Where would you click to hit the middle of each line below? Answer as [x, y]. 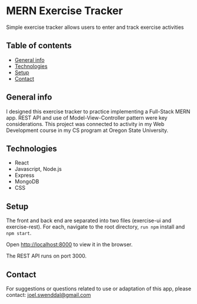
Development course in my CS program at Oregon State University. [87, 130]
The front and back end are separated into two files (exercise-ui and [89, 221]
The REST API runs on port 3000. [46, 256]
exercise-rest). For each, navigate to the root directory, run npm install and [96, 227]
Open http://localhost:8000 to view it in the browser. [69, 244]
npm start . [19, 233]
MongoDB [27, 181]
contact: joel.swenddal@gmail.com [49, 295]
